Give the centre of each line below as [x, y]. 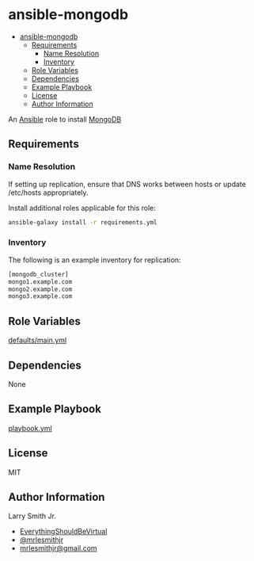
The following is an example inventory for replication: [95, 260]
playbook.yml [30, 428]
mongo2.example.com [40, 289]
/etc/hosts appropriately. [48, 193]
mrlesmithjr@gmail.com [58, 548]
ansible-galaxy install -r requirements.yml [83, 222]
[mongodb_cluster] [38, 274]
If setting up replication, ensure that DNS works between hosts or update [127, 184]
